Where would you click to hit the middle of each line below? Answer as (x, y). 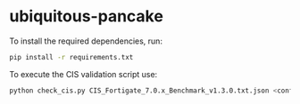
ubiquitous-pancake (86, 16)
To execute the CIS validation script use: (83, 74)
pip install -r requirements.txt (71, 57)
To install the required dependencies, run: (86, 41)
